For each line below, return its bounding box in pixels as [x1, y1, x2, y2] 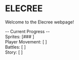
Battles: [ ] [5, 44, 26, 50]
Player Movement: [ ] [5, 39, 47, 44]
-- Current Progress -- [5, 28, 50, 34]
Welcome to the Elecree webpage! [5, 19, 74, 25]
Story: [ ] [5, 49, 23, 55]
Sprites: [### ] [5, 34, 35, 40]
